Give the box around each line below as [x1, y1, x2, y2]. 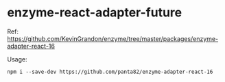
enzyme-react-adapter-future [7, 5, 182, 20]
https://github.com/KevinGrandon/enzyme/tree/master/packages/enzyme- [7, 34, 218, 42]
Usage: [7, 55, 27, 63]
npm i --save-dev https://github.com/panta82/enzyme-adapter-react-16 [7, 68, 213, 75]
